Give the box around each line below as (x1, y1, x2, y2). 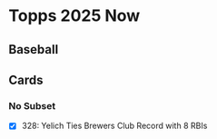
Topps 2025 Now (8, 5, 141, 26)
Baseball (8, 42, 59, 57)
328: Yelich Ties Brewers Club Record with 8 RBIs (21, 120, 208, 132)
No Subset (8, 99, 56, 112)
